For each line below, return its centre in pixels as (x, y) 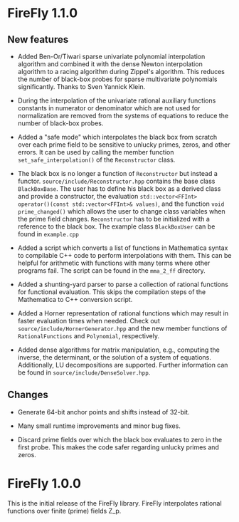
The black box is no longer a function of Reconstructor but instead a (118, 173)
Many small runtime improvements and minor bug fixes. (99, 426)
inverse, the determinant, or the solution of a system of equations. (115, 357)
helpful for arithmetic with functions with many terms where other (114, 263)
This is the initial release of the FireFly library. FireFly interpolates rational (115, 503)
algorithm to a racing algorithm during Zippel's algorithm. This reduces (121, 72)
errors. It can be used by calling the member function (96, 152)
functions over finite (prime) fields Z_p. (64, 511)
